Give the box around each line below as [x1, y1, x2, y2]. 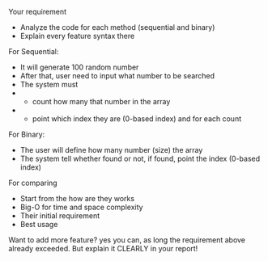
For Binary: [8, 129, 45, 139]
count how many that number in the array [32, 97, 171, 106]
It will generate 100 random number [19, 62, 139, 72]
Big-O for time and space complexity [19, 202, 143, 212]
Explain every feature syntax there [19, 32, 135, 40]
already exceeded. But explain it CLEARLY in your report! [8, 244, 198, 253]
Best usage [19, 220, 58, 229]
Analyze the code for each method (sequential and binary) [19, 23, 215, 32]
